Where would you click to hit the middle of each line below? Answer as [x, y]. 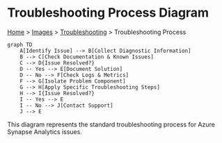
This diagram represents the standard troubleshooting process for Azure [111, 124]
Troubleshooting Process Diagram [108, 13]
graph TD [20, 44]
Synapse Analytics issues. [45, 132]
